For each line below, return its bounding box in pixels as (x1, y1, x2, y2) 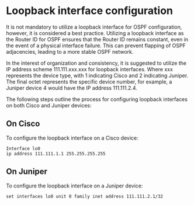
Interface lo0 (6, 145, 41, 151)
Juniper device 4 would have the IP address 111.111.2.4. (6, 84, 137, 91)
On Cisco (6, 119, 40, 129)
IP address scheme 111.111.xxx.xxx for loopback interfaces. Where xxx (6, 65, 174, 72)
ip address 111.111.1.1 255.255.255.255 (6, 151, 106, 157)
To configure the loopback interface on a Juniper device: (6, 182, 143, 189)
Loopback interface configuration (6, 4, 174, 18)
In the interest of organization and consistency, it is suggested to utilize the (6, 60, 187, 67)
